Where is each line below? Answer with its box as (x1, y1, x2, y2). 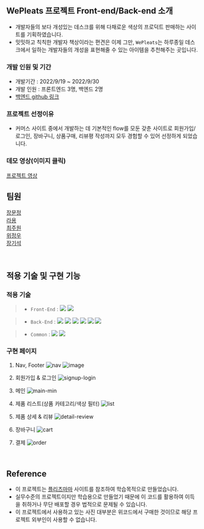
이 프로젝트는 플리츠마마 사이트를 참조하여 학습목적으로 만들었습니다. (15, 486, 179, 493)
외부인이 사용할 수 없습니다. (31, 516, 97, 524)
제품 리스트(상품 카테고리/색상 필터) (15, 400, 100, 407)
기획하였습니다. (26, 31, 63, 38)
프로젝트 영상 (6, 171, 38, 179)
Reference (6, 469, 47, 479)
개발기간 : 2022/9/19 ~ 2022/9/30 (15, 78, 100, 85)
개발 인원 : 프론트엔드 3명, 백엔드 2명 (15, 85, 103, 93)
